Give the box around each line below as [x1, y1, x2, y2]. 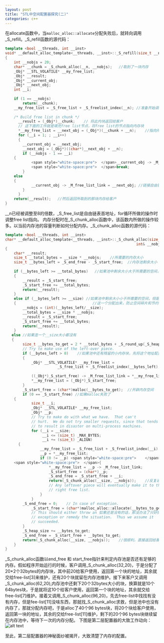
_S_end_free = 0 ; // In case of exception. [22, 501, 119, 506]
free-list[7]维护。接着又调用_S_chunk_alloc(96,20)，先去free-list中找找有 [5, 593, 152, 599]
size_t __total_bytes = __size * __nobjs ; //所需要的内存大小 [14, 255, 144, 260]
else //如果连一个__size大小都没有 [11, 333, 77, 338]
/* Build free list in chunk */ [14, 115, 80, 119]
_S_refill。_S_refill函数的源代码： [5, 36, 71, 42]
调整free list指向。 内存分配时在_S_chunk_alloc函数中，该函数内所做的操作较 [5, 216, 159, 222]
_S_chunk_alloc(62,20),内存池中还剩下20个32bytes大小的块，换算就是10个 [5, 581, 155, 587]
